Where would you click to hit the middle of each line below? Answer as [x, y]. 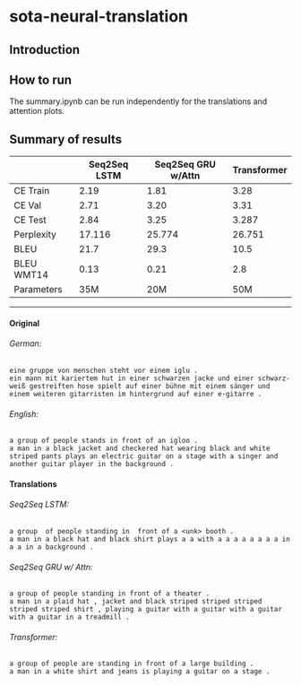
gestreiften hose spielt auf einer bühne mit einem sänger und [150, 386]
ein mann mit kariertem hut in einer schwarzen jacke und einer [132, 378]
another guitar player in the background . [92, 464]
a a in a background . [52, 547]
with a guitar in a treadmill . [69, 617]
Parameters [38, 290]
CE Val [28, 205]
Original [25, 323]
